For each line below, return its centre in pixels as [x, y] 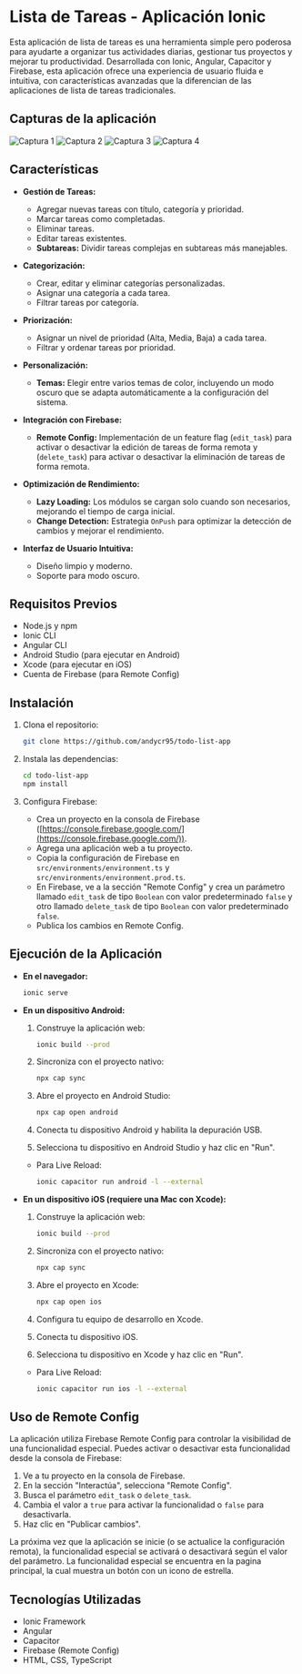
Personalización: [55, 365]
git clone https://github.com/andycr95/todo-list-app [126, 742]
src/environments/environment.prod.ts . [111, 877]
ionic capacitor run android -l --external [120, 1182]
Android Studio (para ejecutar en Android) [101, 655]
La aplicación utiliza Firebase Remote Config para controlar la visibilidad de [150, 1439]
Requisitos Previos [64, 604]
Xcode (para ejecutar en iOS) [77, 665]
